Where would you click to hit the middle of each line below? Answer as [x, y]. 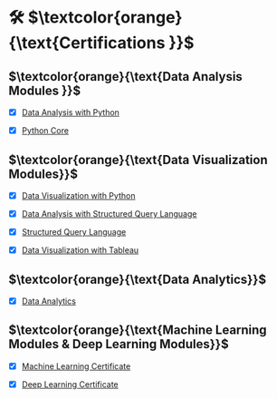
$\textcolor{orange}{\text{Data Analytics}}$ [138, 279]
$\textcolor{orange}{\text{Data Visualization [138, 160]
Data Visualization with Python [78, 195]
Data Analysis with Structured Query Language [109, 214]
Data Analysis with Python [70, 112]
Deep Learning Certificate [70, 384]
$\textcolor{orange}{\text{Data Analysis [126, 77]
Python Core [45, 131]
